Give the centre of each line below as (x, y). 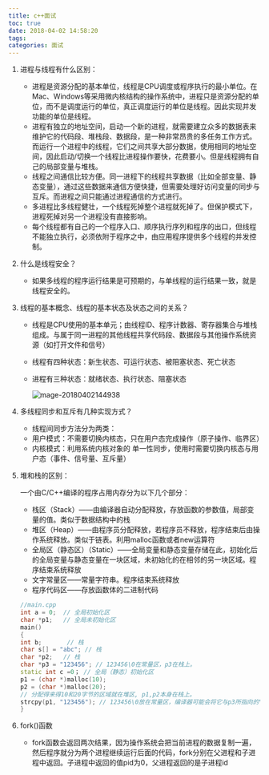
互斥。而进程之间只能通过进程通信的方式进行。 (109, 196)
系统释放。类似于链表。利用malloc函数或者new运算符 (127, 540)
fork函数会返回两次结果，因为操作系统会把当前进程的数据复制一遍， (144, 743)
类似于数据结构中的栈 (95, 520)
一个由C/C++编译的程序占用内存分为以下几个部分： (104, 493)
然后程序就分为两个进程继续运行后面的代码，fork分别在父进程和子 (140, 753)
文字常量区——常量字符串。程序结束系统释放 (106, 580)
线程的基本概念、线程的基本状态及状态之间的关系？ (104, 308)
